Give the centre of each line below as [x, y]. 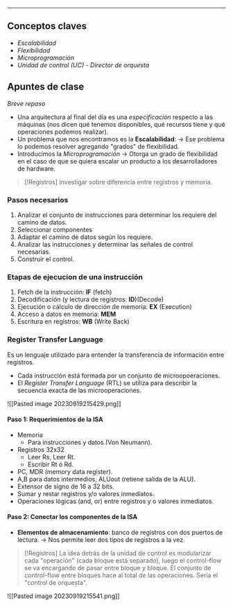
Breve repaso [26, 103]
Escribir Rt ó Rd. [51, 464]
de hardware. [36, 168]
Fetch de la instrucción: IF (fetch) [64, 292]
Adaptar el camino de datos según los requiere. [85, 237]
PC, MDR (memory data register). [65, 471]
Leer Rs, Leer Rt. [51, 457]
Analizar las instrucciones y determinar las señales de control [105, 244]
